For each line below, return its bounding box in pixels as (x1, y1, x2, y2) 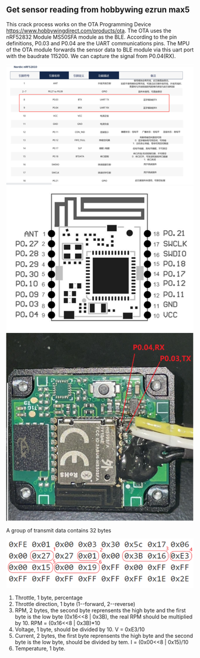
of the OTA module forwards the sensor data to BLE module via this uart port (6, 46, 194, 53)
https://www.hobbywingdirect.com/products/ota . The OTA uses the (6, 27, 171, 34)
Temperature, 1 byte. (14, 645, 65, 652)
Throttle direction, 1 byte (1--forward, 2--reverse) (14, 600, 136, 607)
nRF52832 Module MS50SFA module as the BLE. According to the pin (6, 33, 177, 41)
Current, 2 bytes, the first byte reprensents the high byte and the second (14, 632, 193, 639)
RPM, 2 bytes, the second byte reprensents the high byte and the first (14, 607, 186, 614)
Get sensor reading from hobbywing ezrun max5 (6, 5, 190, 15)
